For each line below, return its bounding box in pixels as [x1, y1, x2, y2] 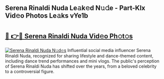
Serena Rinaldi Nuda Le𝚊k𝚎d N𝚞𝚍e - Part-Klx [5, 4, 145, 12]
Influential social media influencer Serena [67, 48, 151, 53]
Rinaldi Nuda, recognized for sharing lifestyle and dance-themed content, [5, 53, 154, 58]
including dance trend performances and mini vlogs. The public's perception [5, 58, 160, 64]
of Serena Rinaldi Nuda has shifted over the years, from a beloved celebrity [5, 63, 157, 69]
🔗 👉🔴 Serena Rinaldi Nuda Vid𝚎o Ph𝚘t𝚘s [5, 32, 133, 40]
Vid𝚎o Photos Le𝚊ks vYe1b [5, 12, 89, 20]
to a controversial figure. [5, 69, 55, 74]
